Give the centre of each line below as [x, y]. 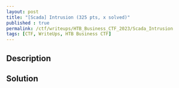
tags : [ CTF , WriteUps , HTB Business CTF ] [59, 34]
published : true [28, 23]
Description [29, 58]
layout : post [23, 12]
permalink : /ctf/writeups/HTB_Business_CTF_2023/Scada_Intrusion [89, 28]
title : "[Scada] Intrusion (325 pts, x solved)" [68, 17]
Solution [22, 78]
